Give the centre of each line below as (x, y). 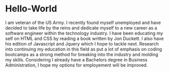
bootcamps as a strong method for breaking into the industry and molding (82, 54)
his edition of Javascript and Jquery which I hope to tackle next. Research (82, 43)
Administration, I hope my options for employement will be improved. (76, 65)
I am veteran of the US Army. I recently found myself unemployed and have (83, 22)
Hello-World (31, 9)
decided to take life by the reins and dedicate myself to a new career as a (81, 27)
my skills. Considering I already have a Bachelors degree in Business (76, 59)
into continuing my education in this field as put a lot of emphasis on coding (84, 49)
